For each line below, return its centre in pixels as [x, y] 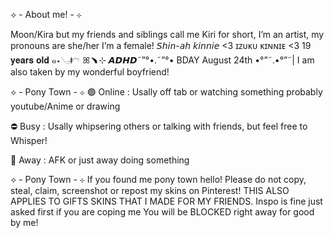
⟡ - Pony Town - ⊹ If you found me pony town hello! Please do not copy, [158, 179]
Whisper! [29, 140]
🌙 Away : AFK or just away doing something [100, 160]
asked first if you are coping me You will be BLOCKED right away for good [162, 212]
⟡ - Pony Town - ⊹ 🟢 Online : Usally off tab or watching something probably [166, 92]
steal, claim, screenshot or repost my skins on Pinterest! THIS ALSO [150, 190]
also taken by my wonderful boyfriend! [90, 72]
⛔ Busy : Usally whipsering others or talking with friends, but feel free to [159, 126]
